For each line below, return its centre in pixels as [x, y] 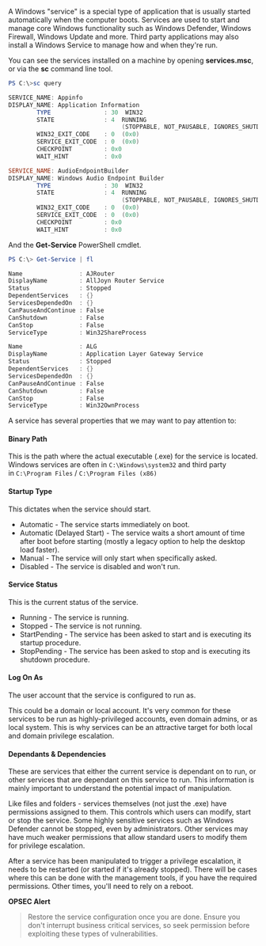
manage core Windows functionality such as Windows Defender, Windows [130, 28]
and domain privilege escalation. [61, 736]
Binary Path [28, 439]
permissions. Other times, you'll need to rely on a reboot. [101, 887]
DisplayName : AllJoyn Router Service [86, 281]
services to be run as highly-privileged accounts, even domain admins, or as [133, 719]
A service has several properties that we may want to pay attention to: [122, 421]
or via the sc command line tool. [61, 69]
